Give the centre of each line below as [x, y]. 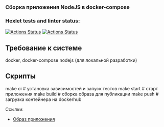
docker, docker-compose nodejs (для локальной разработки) [71, 60]
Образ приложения [34, 119]
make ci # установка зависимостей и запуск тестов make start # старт [82, 88]
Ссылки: [15, 109]
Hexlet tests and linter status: [43, 20]
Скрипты [20, 76]
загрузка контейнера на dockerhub [43, 99]
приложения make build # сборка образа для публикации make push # [82, 94]
